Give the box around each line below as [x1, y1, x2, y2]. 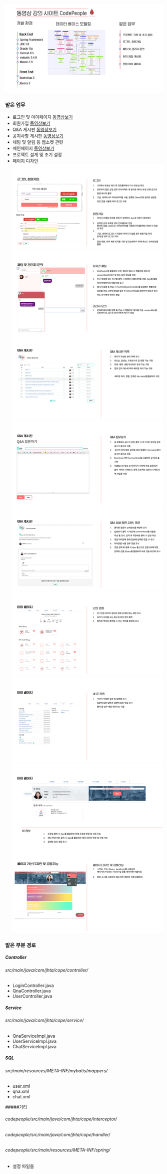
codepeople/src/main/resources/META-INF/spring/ [5, 1147, 110, 1153]
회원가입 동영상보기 [12, 120, 50, 126]
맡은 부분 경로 [5, 941, 36, 948]
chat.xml [12, 1094, 30, 1100]
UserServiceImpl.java [12, 1038, 56, 1044]
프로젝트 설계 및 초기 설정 [12, 151, 62, 157]
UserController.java [12, 993, 52, 999]
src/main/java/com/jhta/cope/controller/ [5, 967, 88, 973]
